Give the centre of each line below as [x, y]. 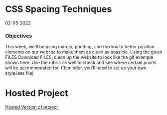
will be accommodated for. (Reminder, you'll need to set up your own [76, 68]
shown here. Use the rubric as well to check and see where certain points [81, 63]
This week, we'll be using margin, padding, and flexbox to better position [80, 47]
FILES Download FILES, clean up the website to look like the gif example [79, 57]
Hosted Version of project [32, 107]
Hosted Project [37, 93]
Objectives [19, 36]
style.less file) [19, 73]
